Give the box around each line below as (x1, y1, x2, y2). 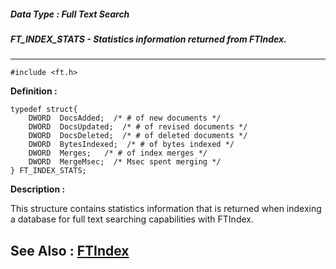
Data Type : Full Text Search (10, 8, 130, 20)
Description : (10, 183, 66, 195)
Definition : (10, 85, 58, 97)
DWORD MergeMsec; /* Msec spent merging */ (28, 157, 222, 167)
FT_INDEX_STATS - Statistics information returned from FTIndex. (10, 33, 287, 45)
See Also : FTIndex (10, 242, 130, 259)
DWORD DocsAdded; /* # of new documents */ (28, 113, 222, 124)
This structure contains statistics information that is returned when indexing (10, 203, 322, 215)
